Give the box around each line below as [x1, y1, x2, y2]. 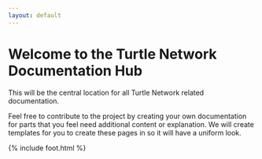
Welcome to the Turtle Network [8, 45, 218, 63]
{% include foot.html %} [8, 143, 87, 153]
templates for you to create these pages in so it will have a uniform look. [8, 128, 242, 137]
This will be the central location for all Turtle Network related [8, 88, 205, 97]
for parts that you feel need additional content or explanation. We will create [8, 119, 254, 129]
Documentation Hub [8, 62, 143, 79]
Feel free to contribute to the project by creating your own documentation [8, 111, 247, 121]
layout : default [8, 11, 61, 20]
